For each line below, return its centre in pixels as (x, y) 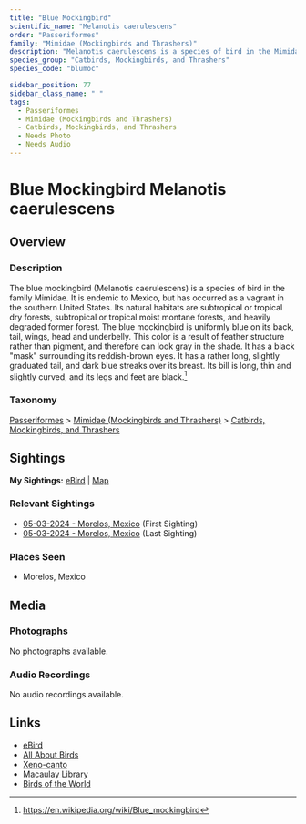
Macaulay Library (55, 774)
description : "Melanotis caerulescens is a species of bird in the (140, 52)
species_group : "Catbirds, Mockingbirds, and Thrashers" (120, 60)
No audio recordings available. (67, 695)
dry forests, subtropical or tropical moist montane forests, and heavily (140, 317)
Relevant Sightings (52, 504)
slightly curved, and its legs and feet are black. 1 (98, 376)
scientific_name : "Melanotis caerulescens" (93, 26)
